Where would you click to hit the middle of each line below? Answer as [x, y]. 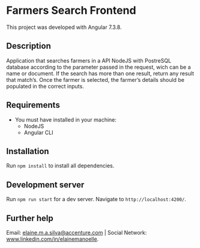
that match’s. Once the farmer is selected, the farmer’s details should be [95, 79]
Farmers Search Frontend [71, 11]
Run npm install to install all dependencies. [60, 166]
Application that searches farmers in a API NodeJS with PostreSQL [89, 60]
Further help [30, 218]
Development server [45, 184]
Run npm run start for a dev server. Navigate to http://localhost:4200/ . [96, 199]
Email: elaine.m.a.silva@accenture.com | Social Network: [77, 233]
